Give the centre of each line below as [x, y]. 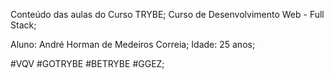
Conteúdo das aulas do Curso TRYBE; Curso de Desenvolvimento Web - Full [167, 14]
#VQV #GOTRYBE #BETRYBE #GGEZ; [87, 63]
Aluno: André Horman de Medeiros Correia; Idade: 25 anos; [133, 44]
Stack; [23, 25]
